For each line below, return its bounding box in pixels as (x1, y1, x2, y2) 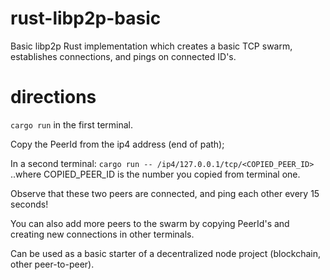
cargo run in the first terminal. (10, 118, 133, 131)
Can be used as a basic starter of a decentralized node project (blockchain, (10, 247, 322, 259)
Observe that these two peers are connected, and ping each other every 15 (10, 187, 320, 199)
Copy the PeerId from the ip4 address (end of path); (10, 138, 225, 150)
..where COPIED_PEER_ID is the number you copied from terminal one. (10, 168, 301, 180)
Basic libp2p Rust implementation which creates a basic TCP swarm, (10, 40, 293, 52)
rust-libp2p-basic (10, 7, 162, 30)
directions (10, 86, 97, 109)
